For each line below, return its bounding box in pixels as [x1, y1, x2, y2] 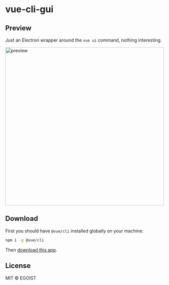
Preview [5, 24, 32, 32]
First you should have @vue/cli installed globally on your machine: [5, 228, 144, 234]
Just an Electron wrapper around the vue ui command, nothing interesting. [5, 37, 162, 43]
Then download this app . [5, 247, 57, 253]
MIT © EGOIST [5, 275, 37, 281]
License [5, 262, 31, 270]
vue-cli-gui [5, 4, 54, 15]
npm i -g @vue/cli [5, 237, 44, 242]
